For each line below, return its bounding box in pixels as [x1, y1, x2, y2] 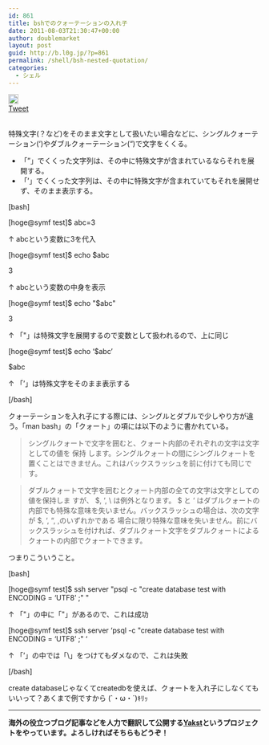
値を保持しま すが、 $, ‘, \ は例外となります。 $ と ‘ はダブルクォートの [27, 495, 260, 505]
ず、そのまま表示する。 [19, 185, 98, 195]
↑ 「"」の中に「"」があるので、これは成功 [8, 609, 150, 619]
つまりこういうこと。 [8, 552, 78, 562]
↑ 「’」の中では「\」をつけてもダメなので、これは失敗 [8, 650, 188, 660]
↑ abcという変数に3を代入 [8, 234, 96, 243]
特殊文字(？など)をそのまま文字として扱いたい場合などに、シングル [8, 128, 231, 138]
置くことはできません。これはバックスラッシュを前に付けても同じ [27, 458, 246, 468]
